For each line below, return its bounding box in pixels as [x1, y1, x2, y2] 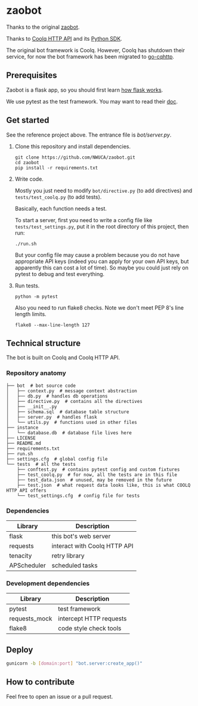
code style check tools [58, 624, 122, 632]
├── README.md [6, 440, 42, 446]
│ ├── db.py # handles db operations [6, 393, 109, 399]
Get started [6, 115, 49, 126]
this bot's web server [51, 532, 111, 540]
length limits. [14, 310, 47, 317]
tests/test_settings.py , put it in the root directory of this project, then [14, 223, 189, 230]
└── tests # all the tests [6, 461, 76, 467]
